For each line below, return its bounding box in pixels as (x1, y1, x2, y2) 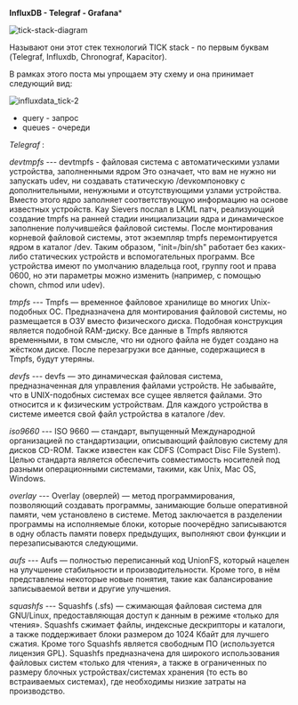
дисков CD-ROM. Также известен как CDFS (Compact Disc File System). (9, 445, 281, 455)
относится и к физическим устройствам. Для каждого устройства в (9, 400, 269, 409)
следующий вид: (9, 78, 73, 88)
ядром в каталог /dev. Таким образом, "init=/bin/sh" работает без (9, 242, 260, 252)
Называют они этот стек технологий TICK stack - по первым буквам (9, 42, 270, 53)
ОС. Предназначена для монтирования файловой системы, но (48, 306, 287, 317)
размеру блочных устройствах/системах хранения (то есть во (9, 667, 248, 677)
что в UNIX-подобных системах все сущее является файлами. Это (9, 390, 262, 400)
